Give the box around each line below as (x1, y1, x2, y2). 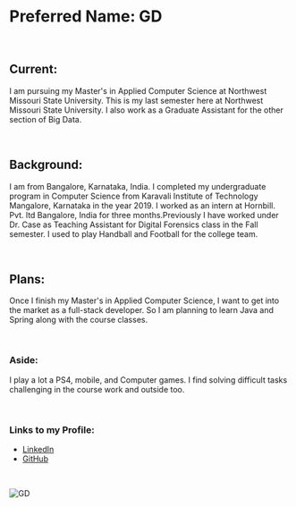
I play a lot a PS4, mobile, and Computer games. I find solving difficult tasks (9, 374, 288, 385)
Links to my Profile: (9, 423, 96, 435)
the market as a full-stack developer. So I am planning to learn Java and (9, 305, 275, 316)
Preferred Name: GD (9, 6, 163, 27)
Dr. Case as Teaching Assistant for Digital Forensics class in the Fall (9, 219, 258, 230)
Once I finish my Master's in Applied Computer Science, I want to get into (9, 295, 280, 306)
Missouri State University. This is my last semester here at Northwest (9, 95, 264, 106)
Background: (9, 157, 83, 173)
